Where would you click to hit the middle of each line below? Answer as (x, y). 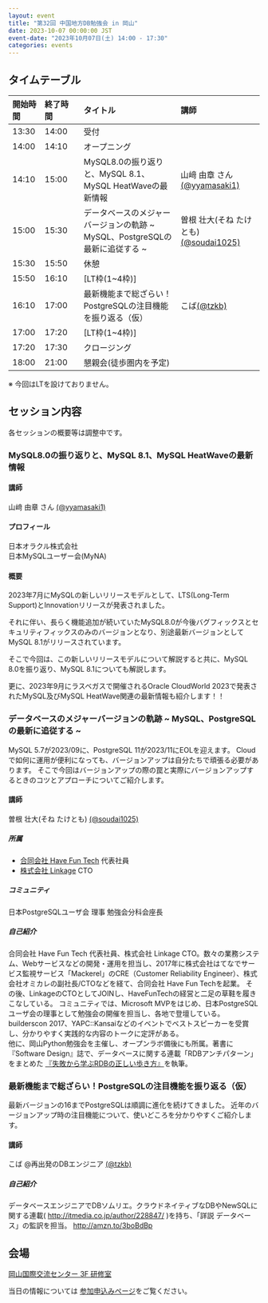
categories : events (41, 46)
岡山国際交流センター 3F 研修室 (60, 1273)
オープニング (107, 146)
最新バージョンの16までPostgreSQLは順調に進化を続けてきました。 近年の (130, 1105)
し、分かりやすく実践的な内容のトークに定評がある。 (96, 1033)
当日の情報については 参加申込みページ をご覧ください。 (100, 1291)
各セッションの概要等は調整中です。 (67, 432)
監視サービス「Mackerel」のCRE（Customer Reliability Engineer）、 (133, 973)
